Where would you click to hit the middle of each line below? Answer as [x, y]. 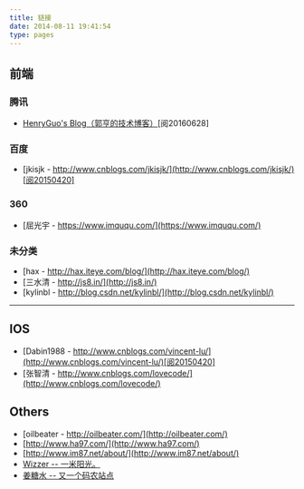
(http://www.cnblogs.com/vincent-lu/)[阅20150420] [119, 362]
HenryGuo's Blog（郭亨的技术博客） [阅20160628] [116, 123]
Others [29, 412]
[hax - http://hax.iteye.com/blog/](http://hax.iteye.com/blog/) [136, 271]
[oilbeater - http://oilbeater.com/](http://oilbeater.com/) [125, 434]
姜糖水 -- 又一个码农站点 [68, 475]
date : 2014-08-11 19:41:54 [60, 26]
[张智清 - [39, 373]
